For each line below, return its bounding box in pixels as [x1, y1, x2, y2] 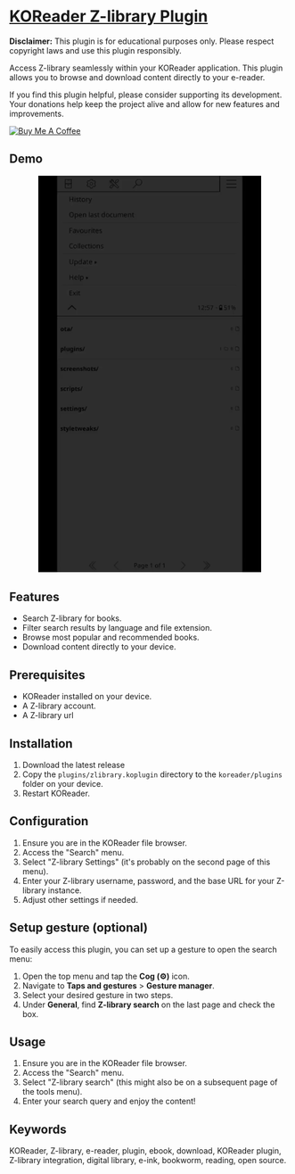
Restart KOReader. [21, 788, 91, 799]
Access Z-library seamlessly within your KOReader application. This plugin [9, 62, 283, 73]
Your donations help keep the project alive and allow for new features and [9, 98, 281, 109]
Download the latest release [21, 760, 126, 771]
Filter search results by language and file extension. [21, 623, 212, 633]
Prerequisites [9, 667, 86, 682]
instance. [47, 885, 82, 896]
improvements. [9, 108, 64, 119]
